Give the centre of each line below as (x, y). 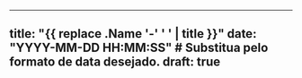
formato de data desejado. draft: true (115, 62)
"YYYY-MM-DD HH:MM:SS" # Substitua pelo (139, 48)
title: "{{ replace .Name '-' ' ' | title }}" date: (133, 34)
